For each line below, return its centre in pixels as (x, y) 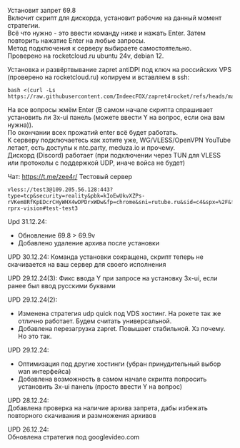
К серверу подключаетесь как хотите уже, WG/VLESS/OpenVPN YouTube (119, 140)
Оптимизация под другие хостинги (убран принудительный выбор (119, 364)
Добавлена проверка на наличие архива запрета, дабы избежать (108, 408)
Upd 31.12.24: (27, 222)
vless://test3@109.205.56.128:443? (60, 190)
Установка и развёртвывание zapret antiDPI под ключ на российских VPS (120, 70)
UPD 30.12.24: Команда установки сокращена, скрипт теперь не (105, 257)
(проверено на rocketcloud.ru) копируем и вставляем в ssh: (99, 77)
